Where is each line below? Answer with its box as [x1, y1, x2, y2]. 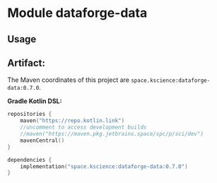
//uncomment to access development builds [20, 124, 147, 131]
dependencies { [7, 156, 52, 163]
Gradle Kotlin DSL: [7, 97, 62, 105]
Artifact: [7, 57, 46, 69]
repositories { [7, 111, 52, 118]
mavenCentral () [20, 136, 65, 144]
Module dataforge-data [7, 5, 148, 21]
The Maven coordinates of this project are [7, 76, 129, 84]
